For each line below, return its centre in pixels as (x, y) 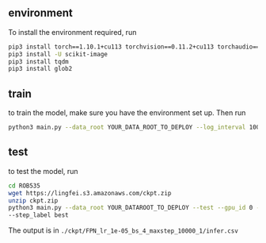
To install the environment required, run (72, 32)
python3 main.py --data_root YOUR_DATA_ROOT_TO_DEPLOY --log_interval (127, 127)
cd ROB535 (25, 186)
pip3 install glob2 (40, 69)
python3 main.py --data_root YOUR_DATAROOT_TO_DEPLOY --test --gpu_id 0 (131, 208)
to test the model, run (43, 171)
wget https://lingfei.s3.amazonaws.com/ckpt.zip (90, 193)
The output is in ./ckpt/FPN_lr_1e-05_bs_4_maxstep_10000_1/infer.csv (123, 230)
